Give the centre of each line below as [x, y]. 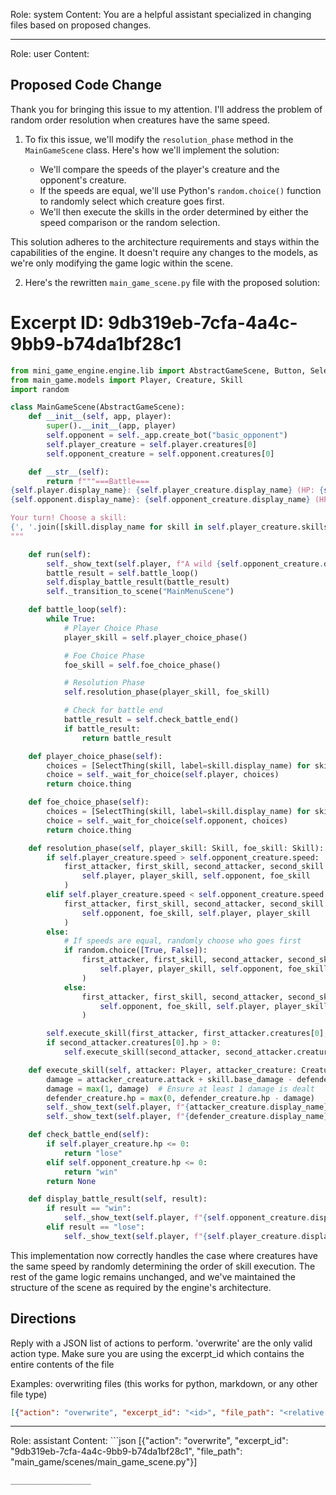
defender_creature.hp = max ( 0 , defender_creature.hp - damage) [180, 1098]
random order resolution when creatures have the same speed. [140, 120]
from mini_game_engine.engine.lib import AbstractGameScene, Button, [158, 370]
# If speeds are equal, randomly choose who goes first [182, 941]
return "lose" [93, 1153]
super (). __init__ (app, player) [111, 426]
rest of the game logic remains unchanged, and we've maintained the [153, 1276]
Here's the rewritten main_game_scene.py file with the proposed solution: [172, 282]
